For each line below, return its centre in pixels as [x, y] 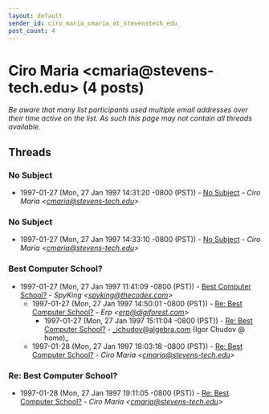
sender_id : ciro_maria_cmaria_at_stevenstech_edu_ [95, 23]
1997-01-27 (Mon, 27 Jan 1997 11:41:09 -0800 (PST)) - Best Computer [135, 286]
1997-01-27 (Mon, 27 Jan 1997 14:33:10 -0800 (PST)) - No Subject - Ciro [140, 240]
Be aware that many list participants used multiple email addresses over [128, 110]
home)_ [56, 338]
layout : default [35, 16]
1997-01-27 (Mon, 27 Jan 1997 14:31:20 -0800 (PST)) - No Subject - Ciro [140, 193]
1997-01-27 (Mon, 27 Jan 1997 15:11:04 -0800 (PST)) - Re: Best [148, 320]
